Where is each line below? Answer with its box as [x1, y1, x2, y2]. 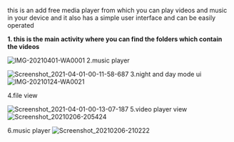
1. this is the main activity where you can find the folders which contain [7, 35, 223, 43]
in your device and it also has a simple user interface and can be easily [7, 13, 216, 22]
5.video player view [130, 105, 188, 113]
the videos [7, 43, 40, 50]
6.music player [7, 126, 51, 134]
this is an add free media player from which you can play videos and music [7, 6, 228, 14]
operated [7, 21, 34, 29]
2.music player [86, 56, 130, 65]
